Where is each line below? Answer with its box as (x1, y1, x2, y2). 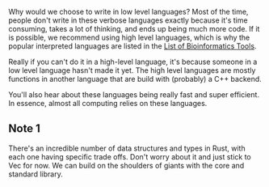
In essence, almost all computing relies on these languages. (8, 99, 208, 108)
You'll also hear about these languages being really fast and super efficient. (8, 90, 260, 100)
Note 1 (8, 121, 40, 136)
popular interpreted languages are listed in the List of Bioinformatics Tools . (8, 41, 257, 51)
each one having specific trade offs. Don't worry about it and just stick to (8, 151, 252, 161)
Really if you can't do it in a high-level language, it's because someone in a (8, 57, 258, 66)
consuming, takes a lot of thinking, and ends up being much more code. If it (8, 24, 260, 33)
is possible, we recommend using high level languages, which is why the (8, 32, 250, 42)
